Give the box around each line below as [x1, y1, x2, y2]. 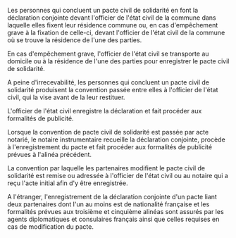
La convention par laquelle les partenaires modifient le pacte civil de [7, 164, 206, 172]
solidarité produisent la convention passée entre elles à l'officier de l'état [7, 86, 218, 94]
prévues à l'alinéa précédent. [7, 151, 92, 158]
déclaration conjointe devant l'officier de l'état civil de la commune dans [7, 13, 216, 22]
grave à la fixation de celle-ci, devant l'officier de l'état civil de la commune [7, 28, 225, 37]
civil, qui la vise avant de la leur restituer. [7, 93, 125, 101]
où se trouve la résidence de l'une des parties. [7, 36, 142, 44]
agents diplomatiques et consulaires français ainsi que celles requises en [7, 215, 220, 223]
